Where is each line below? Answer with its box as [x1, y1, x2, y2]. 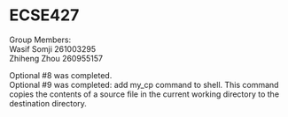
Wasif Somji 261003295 [9, 43, 96, 54]
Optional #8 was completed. [9, 69, 113, 80]
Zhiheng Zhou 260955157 [9, 53, 104, 63]
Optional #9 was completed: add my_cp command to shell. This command [9, 79, 279, 90]
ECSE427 [9, 5, 80, 26]
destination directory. [9, 98, 87, 108]
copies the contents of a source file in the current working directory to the [9, 89, 280, 99]
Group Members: [9, 34, 72, 45]
